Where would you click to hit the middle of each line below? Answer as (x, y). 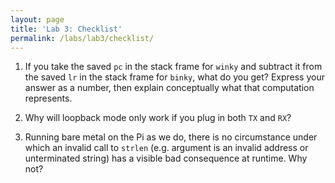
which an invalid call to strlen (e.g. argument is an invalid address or (166, 148)
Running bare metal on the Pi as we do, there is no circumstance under (171, 137)
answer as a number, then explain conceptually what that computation (169, 88)
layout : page (37, 19)
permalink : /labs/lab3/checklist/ (82, 38)
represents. (48, 98)
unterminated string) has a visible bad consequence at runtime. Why (166, 158)
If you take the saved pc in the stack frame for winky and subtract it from (173, 67)
